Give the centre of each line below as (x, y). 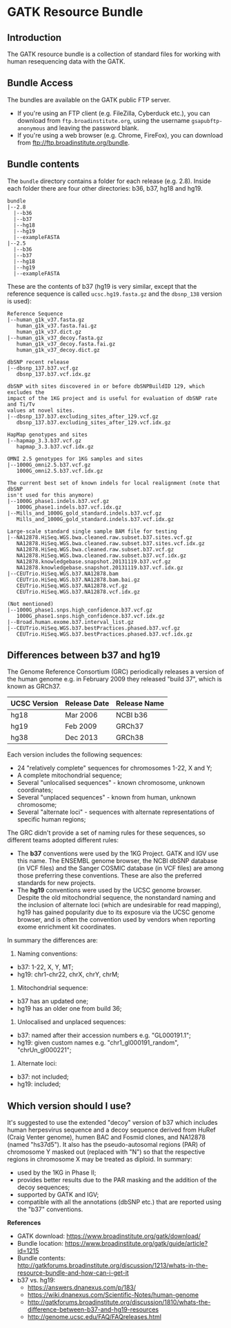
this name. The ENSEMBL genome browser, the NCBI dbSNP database (117, 861)
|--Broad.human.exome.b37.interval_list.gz (71, 622)
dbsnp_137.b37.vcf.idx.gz (53, 374)
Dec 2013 (82, 738)
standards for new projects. (56, 883)
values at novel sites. (41, 410)
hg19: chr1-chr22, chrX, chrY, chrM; (68, 974)
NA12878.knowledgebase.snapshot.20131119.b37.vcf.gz (93, 561)
